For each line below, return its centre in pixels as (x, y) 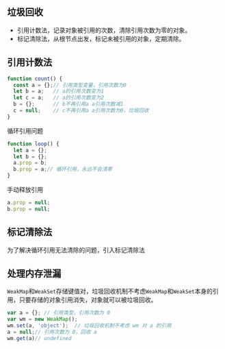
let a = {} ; (30, 150)
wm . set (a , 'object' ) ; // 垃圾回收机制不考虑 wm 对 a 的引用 (89, 326)
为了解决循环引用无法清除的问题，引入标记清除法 (76, 250)
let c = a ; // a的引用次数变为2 (59, 98)
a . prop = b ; (30, 163)
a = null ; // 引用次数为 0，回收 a (52, 332)
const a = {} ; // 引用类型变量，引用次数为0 (70, 85)
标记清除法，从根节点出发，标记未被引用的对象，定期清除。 (101, 38)
